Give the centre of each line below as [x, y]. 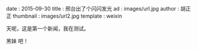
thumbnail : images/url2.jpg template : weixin [67, 16]
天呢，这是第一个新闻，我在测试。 [48, 29]
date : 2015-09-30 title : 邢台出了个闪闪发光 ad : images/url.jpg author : [93, 9]
